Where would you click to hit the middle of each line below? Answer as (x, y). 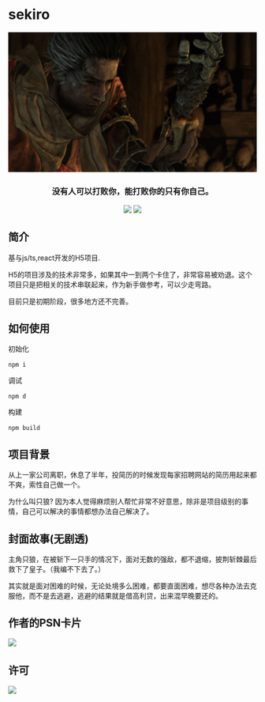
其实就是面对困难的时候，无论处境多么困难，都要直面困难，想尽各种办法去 (129, 586)
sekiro (29, 15)
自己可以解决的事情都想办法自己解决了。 (88, 511)
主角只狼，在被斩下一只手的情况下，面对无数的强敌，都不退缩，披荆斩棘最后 (132, 559)
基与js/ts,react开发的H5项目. (54, 258)
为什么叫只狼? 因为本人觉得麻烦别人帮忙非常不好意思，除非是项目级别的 (125, 502)
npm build (24, 428)
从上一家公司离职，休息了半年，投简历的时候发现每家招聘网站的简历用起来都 (132, 475)
